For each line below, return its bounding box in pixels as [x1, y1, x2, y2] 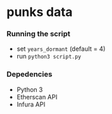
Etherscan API [16, 92, 58, 101]
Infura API [16, 100, 46, 108]
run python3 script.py [16, 52, 81, 60]
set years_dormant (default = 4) [16, 44, 106, 53]
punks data [6, 4, 73, 20]
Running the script [6, 29, 71, 39]
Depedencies [6, 70, 53, 79]
